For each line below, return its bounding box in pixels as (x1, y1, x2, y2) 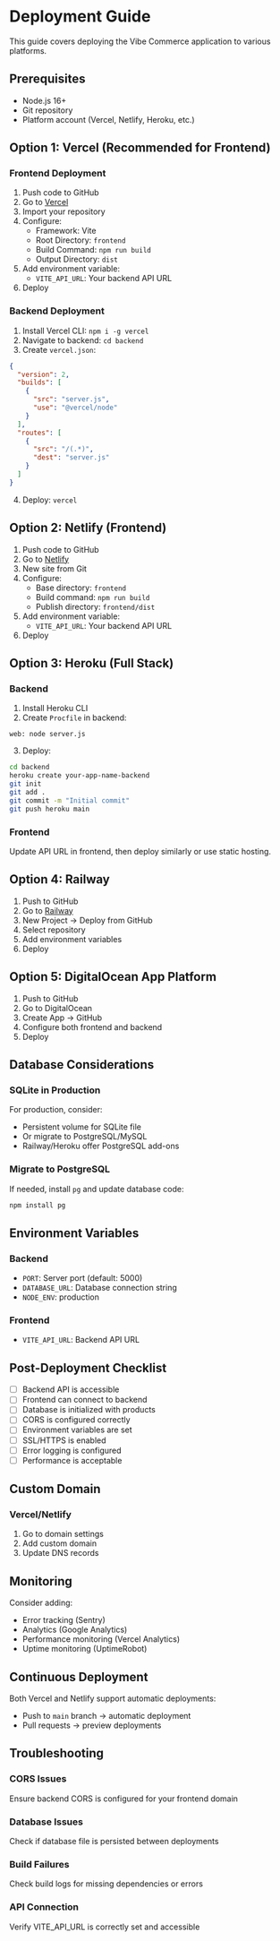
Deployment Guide (9, 6, 151, 27)
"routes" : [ (17, 428, 63, 437)
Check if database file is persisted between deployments (9, 1835, 219, 1846)
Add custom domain (21, 1538, 97, 1549)
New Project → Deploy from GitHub (21, 915, 154, 925)
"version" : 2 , (17, 370, 70, 379)
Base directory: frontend (35, 582, 127, 593)
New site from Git (21, 563, 88, 574)
